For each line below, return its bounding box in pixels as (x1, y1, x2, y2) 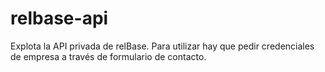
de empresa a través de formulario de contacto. (10, 50, 207, 62)
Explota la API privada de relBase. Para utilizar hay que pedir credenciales (10, 40, 315, 52)
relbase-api (10, 7, 109, 30)
